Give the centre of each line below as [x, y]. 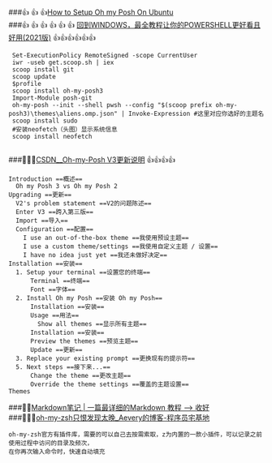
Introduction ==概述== [45, 179]
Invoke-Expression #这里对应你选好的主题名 [196, 114]
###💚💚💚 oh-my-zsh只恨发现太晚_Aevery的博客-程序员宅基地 [109, 418]
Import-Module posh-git [52, 98]
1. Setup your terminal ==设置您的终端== [83, 272]
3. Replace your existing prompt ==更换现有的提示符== [106, 358]
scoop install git [43, 70]
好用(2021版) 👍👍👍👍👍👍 [52, 37]
